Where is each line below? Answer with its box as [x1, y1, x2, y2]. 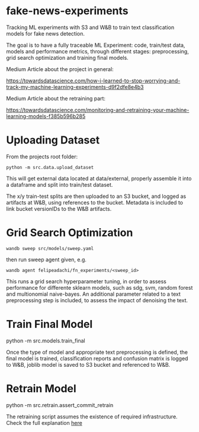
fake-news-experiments [6, 4, 129, 18]
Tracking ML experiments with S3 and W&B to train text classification [6, 24, 175, 31]
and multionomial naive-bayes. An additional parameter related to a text [6, 290, 181, 297]
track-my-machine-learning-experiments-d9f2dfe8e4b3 [6, 83, 144, 90]
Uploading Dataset [6, 133, 100, 147]
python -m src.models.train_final [6, 337, 85, 344]
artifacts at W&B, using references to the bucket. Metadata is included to [6, 199, 184, 206]
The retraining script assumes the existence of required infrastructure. [6, 413, 178, 420]
